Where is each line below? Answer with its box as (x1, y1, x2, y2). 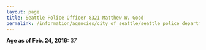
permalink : (6, 20, 34, 26)
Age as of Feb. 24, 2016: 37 (6, 37, 77, 45)
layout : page (6, 9, 40, 15)
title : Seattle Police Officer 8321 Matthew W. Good (6, 15, 144, 21)
